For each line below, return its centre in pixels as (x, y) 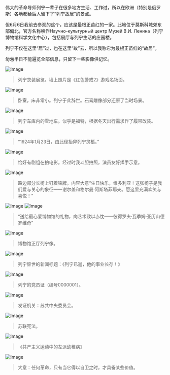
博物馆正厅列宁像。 (38, 243)
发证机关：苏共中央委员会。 (47, 305)
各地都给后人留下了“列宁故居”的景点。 (54, 14)
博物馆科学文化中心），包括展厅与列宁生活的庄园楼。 (60, 37)
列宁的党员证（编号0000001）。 (50, 285)
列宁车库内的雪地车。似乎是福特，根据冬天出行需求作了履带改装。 (87, 121)
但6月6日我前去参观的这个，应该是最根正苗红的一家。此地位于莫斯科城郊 (81, 25)
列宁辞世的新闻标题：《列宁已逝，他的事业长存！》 (70, 264)
